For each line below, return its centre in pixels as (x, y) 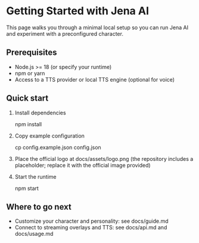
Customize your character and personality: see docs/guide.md (91, 221)
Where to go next (39, 207)
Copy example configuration (50, 136)
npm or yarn (30, 73)
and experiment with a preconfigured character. (65, 33)
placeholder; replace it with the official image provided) (83, 165)
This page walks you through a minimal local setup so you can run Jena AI (97, 27)
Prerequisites (32, 53)
